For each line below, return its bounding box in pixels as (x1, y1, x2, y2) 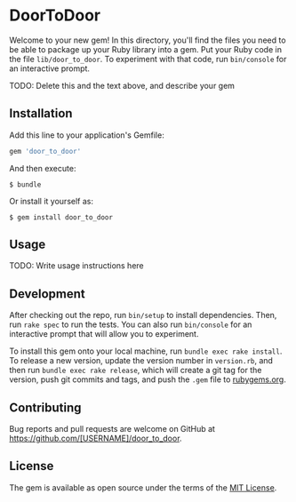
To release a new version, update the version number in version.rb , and (9, 355, 274, 366)
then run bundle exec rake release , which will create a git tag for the (9, 365, 262, 376)
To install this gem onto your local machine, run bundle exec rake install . (9, 346, 283, 356)
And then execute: (9, 163, 76, 173)
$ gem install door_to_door (9, 212, 114, 222)
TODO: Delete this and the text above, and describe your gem (9, 80, 236, 91)
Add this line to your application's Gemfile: (9, 130, 164, 140)
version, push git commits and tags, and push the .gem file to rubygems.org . (9, 374, 287, 385)
